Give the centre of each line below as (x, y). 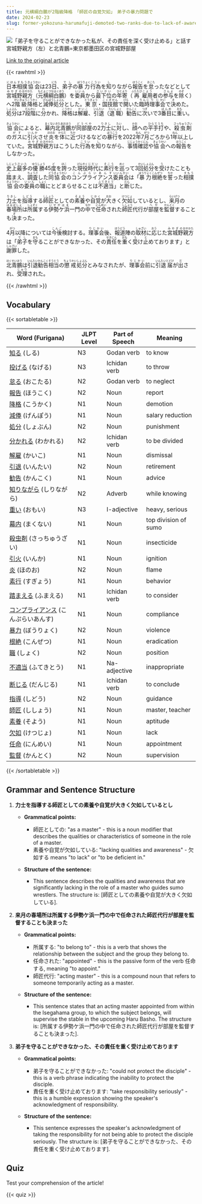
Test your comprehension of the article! (55, 1183)
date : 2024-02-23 (28, 17)
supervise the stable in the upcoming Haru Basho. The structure (112, 1019)
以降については (33, 233)
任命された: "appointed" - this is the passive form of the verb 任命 (114, 961)
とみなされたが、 (108, 265)
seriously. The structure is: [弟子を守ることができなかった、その (112, 1141)
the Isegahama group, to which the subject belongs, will (102, 1013)
